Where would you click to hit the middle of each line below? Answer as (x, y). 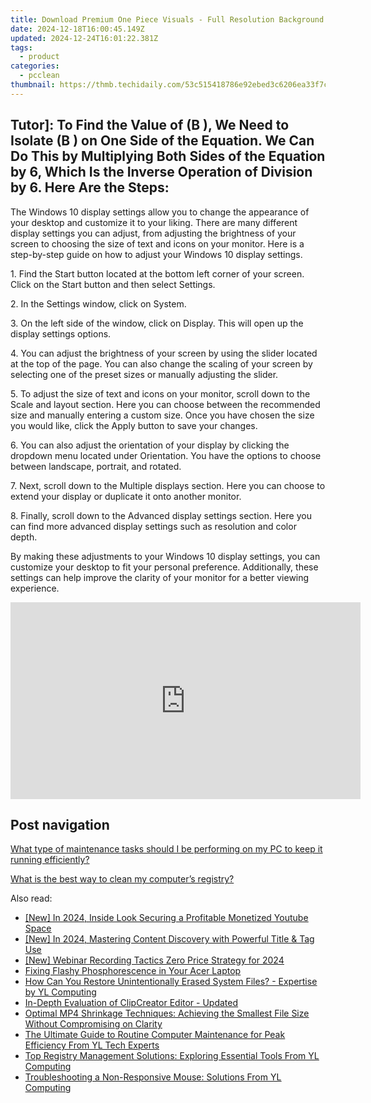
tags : (21, 47)
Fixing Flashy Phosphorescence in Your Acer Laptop (133, 971)
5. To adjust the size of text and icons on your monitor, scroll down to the (160, 393)
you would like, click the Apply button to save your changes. (134, 425)
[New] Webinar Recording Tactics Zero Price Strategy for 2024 (154, 960)
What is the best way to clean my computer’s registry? (122, 879)
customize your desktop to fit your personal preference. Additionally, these (164, 567)
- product (39, 57)
